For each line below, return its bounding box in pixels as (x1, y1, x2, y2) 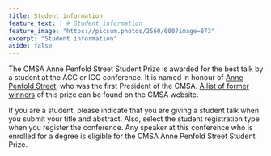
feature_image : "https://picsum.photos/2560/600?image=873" (8, 27, 216, 35)
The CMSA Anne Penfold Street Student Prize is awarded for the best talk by (8, 64, 264, 74)
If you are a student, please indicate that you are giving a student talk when (8, 106, 260, 116)
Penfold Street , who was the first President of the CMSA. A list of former (8, 82, 249, 91)
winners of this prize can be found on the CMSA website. (8, 90, 199, 99)
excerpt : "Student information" (8, 34, 117, 43)
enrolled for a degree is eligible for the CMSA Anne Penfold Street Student (8, 131, 256, 141)
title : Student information (8, 11, 104, 20)
